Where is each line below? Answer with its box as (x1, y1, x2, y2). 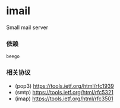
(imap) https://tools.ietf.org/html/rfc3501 (14, 95, 114, 102)
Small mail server (6, 24, 49, 31)
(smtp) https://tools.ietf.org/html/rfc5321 (14, 88, 114, 96)
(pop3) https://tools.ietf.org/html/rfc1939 (14, 82, 115, 90)
